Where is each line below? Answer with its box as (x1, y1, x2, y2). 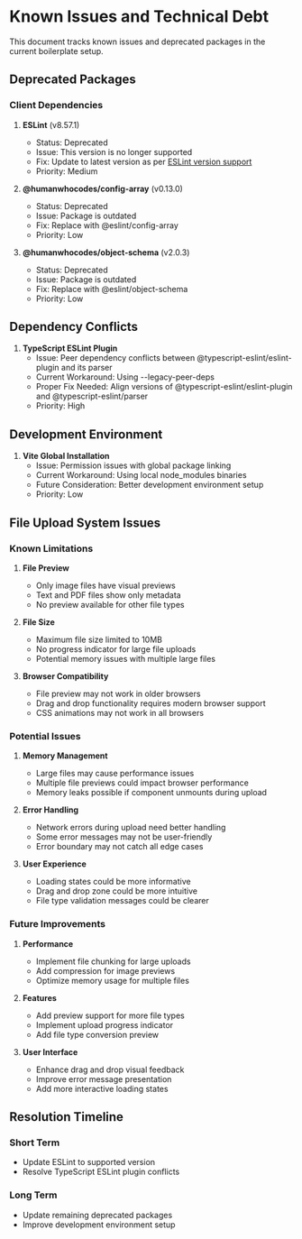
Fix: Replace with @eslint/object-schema (35, 283, 188, 294)
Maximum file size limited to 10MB (35, 634, 163, 645)
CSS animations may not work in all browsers (35, 707, 205, 718)
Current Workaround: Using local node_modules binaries (35, 470, 247, 481)
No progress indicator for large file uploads (35, 643, 197, 655)
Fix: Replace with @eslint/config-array (35, 219, 178, 231)
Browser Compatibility (22, 670, 109, 682)
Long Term (9, 1189, 58, 1201)
